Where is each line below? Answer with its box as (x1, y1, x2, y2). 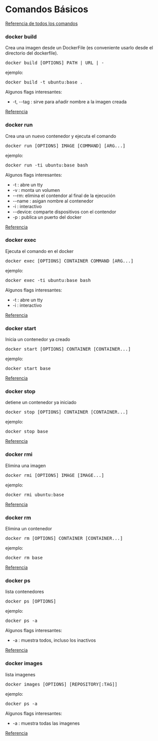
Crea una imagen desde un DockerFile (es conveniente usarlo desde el (5, 45, 153, 51)
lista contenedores (5, 589, 44, 595)
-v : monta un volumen (12, 187, 60, 193)
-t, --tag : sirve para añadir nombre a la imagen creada (12, 99, 127, 105)
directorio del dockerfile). (5, 50, 58, 56)
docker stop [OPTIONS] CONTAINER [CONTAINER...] (5, 409, 128, 415)
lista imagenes (5, 671, 35, 677)
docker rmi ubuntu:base (5, 492, 64, 497)
